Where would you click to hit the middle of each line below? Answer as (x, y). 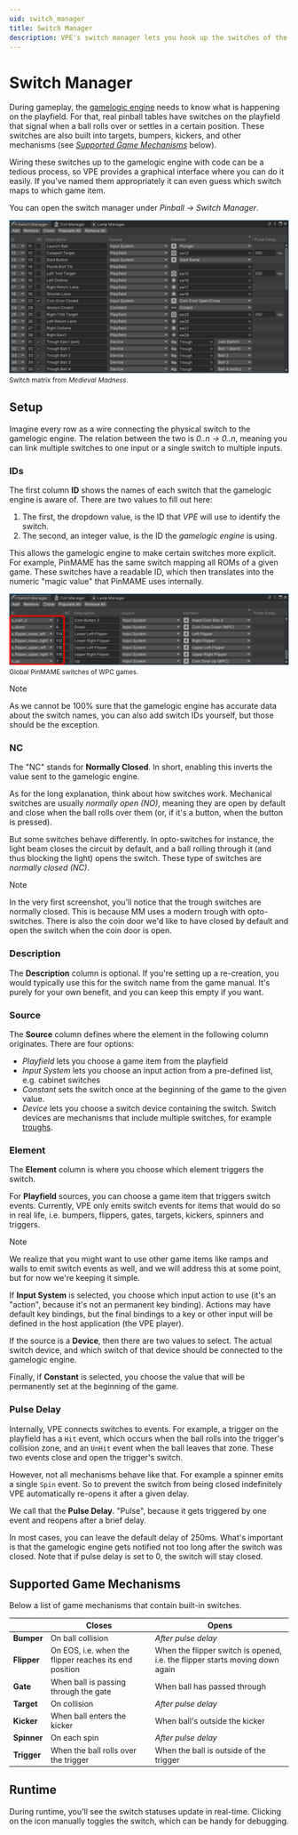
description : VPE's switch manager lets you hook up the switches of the (149, 37)
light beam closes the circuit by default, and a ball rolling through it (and (141, 849)
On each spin (74, 1738)
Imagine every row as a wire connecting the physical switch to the (130, 429)
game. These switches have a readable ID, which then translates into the (142, 572)
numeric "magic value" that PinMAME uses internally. (106, 582)
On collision (72, 1703)
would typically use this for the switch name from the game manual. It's (140, 982)
